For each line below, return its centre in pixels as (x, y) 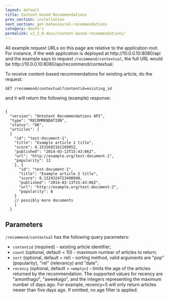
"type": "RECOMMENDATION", (38, 121)
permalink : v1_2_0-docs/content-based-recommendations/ (65, 33)
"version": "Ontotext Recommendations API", (57, 116)
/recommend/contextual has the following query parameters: (68, 237)
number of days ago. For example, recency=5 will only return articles (85, 284)
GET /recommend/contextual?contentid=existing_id (59, 89)
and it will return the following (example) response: (58, 98)
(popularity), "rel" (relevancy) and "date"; (55, 263)
